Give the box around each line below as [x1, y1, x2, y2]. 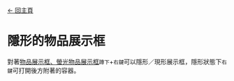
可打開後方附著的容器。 [12, 66, 80, 75]
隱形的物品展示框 [7, 34, 106, 49]
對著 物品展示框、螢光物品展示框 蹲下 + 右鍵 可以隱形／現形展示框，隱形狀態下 [7, 57, 222, 66]
